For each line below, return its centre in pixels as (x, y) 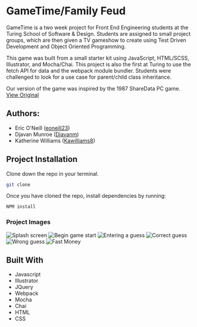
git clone (18, 185)
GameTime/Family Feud (66, 11)
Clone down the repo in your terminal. (53, 173)
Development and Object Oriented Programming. (66, 46)
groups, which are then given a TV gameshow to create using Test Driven (96, 40)
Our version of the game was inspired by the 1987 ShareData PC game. (93, 88)
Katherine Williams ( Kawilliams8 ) (55, 141)
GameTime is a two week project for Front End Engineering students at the (97, 27)
